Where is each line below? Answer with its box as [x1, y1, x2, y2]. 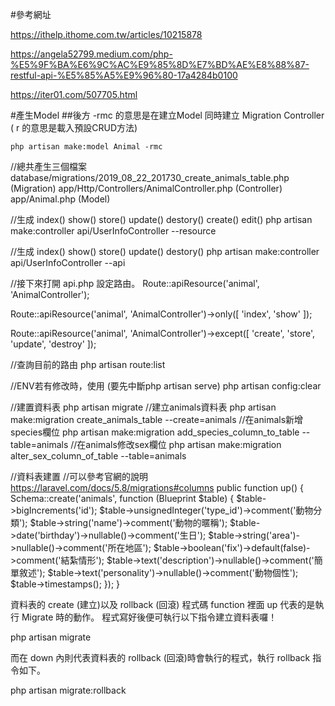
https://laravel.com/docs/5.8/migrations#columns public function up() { [10, 482, 304, 493]
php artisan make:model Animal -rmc [10, 142, 163, 152]
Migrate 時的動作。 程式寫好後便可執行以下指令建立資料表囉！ [21, 611, 278, 623]
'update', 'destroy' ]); [10, 338, 97, 350]
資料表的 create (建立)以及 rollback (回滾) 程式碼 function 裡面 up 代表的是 [10, 599, 316, 610]
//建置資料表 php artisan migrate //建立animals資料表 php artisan [10, 401, 277, 413]
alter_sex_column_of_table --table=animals [10, 450, 187, 462]
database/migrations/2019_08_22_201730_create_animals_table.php [10, 172, 290, 183]
